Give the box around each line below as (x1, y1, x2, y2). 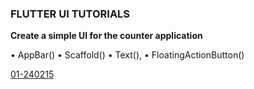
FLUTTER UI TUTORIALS (10, 7, 131, 21)
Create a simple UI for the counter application (10, 30, 203, 42)
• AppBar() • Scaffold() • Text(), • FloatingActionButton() (10, 49, 245, 61)
